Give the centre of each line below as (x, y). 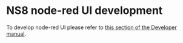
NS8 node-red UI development (85, 11)
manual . (16, 33)
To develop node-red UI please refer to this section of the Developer (91, 27)
